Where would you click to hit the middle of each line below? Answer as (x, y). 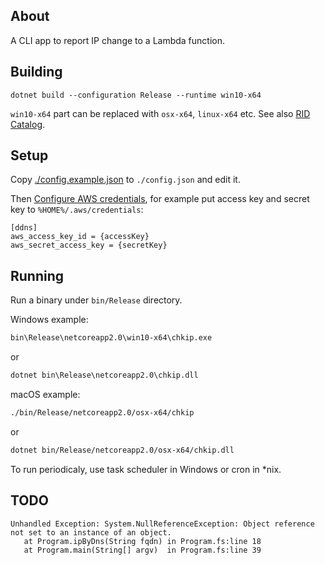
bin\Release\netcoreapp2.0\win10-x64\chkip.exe (111, 338)
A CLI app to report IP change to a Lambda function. (118, 40)
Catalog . (28, 124)
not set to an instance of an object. (91, 532)
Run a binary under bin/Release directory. (96, 300)
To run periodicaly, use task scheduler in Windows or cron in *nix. (146, 469)
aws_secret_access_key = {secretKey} (89, 245)
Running (37, 275)
